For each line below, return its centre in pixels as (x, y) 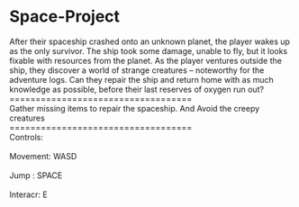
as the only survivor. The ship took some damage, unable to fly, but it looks (149, 50)
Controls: (26, 137)
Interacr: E (28, 194)
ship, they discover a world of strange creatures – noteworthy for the (137, 70)
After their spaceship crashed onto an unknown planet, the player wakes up (150, 41)
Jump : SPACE (36, 175)
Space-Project (64, 17)
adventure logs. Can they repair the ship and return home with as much (142, 79)
